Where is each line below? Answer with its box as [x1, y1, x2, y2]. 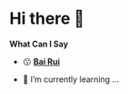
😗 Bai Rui [22, 56, 61, 67]
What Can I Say [9, 38, 69, 49]
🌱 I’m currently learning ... [22, 73, 120, 85]
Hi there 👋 [9, 8, 84, 29]
